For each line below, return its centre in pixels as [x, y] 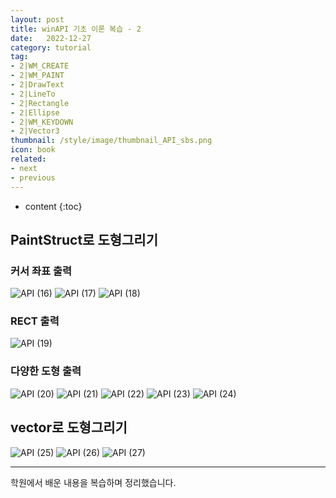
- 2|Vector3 [35, 131]
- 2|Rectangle [40, 103]
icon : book [33, 150]
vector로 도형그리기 [69, 427]
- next [24, 168]
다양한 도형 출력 [46, 371]
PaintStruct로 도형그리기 [84, 239]
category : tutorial [51, 47]
